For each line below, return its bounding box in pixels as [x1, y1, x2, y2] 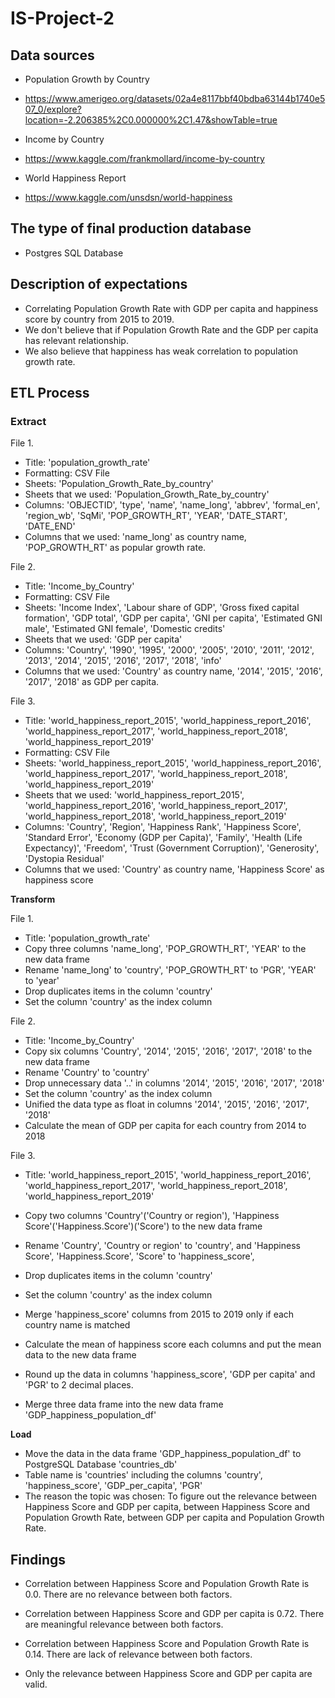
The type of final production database [10, 220, 252, 237]
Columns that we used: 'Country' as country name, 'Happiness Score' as [24, 863, 325, 876]
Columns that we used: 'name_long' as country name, [24, 531, 247, 543]
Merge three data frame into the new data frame [24, 1398, 224, 1411]
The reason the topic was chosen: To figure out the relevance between [24, 1490, 318, 1502]
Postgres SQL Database [24, 247, 124, 259]
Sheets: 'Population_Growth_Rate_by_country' [24, 478, 214, 490]
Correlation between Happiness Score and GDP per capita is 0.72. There [24, 1608, 325, 1620]
